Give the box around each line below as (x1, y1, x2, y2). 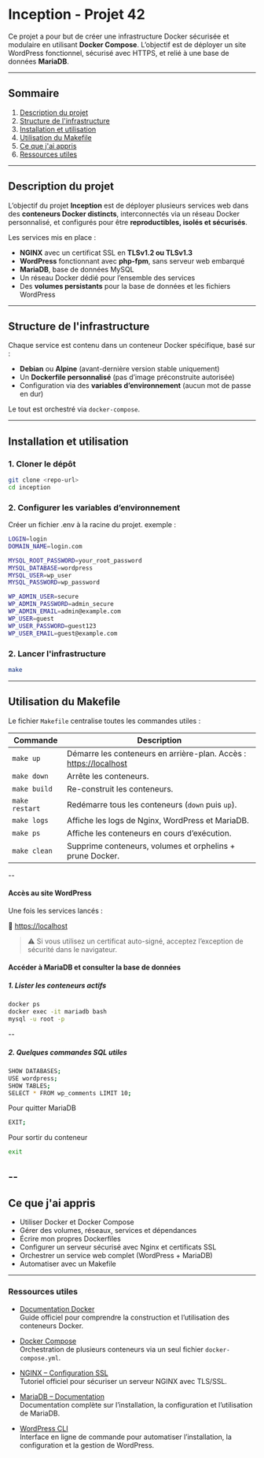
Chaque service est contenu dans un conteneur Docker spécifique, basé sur (8, 341, 255, 350)
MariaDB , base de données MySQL (19, 264, 135, 274)
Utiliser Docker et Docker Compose (19, 1217, 135, 1227)
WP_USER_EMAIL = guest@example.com (8, 629, 118, 637)
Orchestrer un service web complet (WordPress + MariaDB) (19, 1251, 214, 1261)
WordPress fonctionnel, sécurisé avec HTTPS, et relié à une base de (8, 48, 229, 57)
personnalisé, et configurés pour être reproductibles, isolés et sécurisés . (8, 217, 247, 227)
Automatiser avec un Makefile (19, 1259, 116, 1268)
